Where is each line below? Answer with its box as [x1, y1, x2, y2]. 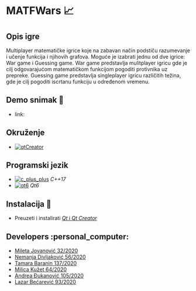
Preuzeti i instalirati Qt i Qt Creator [14, 215, 98, 222]
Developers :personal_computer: [6, 232, 129, 242]
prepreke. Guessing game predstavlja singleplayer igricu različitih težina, [6, 72, 181, 79]
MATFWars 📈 [6, 4, 74, 18]
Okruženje [6, 128, 45, 138]
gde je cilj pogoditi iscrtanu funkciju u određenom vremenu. [6, 78, 150, 85]
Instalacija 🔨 [6, 199, 51, 209]
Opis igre [6, 31, 40, 41]
